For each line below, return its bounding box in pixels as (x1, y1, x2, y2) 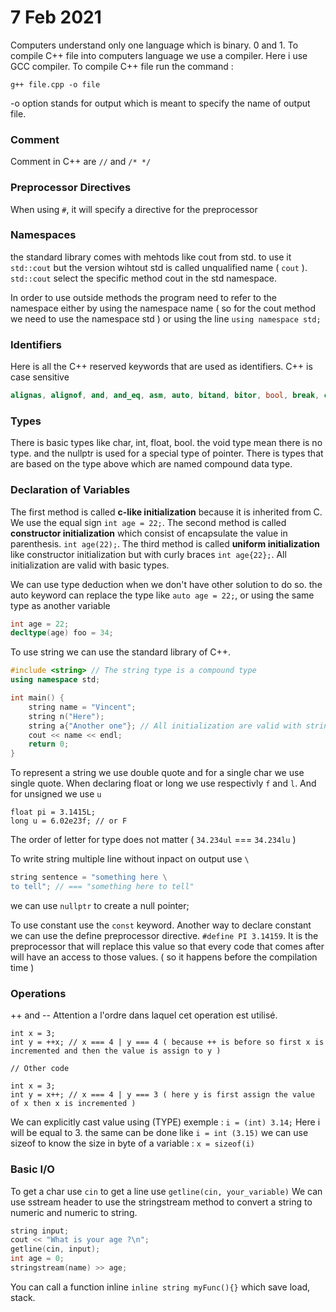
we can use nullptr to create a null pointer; (10, 899, 190, 911)
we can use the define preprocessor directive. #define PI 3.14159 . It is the (10, 929, 319, 941)
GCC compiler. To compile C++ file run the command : (10, 60, 234, 72)
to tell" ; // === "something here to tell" (10, 882, 195, 892)
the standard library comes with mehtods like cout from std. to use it (10, 251, 292, 263)
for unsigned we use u (10, 788, 102, 800)
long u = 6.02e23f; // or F (10, 816, 128, 826)
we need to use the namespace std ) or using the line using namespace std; (10, 312, 322, 325)
